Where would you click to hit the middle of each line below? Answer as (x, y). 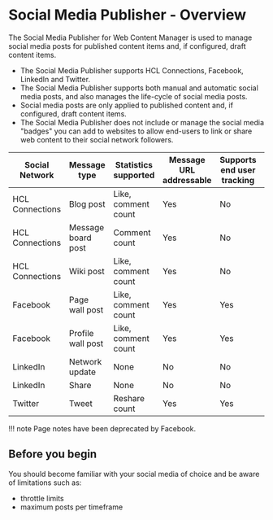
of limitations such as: (45, 483)
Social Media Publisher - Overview (127, 15)
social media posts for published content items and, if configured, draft (127, 46)
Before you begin (53, 454)
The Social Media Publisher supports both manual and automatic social (139, 88)
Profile (81, 333)
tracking (238, 180)
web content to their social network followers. (97, 139)
